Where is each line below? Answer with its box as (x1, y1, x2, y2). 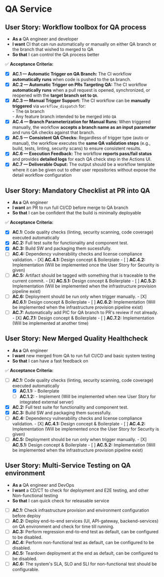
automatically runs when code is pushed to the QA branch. (12, 77, 132, 82)
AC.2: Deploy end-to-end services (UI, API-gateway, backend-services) (12, 518, 159, 524)
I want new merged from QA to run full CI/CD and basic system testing (12, 352, 155, 359)
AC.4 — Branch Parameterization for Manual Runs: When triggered (12, 119, 151, 125)
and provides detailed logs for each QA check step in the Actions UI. (12, 156, 152, 162)
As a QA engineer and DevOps (12, 482, 75, 488)
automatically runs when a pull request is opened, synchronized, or (12, 87, 151, 93)
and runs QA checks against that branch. (12, 130, 95, 135)
